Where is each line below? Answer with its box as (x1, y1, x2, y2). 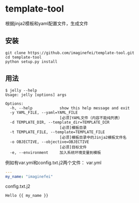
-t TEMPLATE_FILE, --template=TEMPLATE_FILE (10, 129, 105, 134)
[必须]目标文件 (59, 144, 87, 149)
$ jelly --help (5, 88, 37, 93)
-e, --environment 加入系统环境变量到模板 (10, 150, 101, 155)
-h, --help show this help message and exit (10, 106, 130, 111)
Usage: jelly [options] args (5, 92, 67, 97)
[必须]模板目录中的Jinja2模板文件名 (59, 135, 127, 140)
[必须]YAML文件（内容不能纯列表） (59, 115, 122, 120)
